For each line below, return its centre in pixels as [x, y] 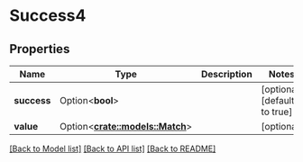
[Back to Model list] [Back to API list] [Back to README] [113, 148]
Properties [40, 49]
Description [227, 74]
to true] [277, 112]
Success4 [48, 16]
